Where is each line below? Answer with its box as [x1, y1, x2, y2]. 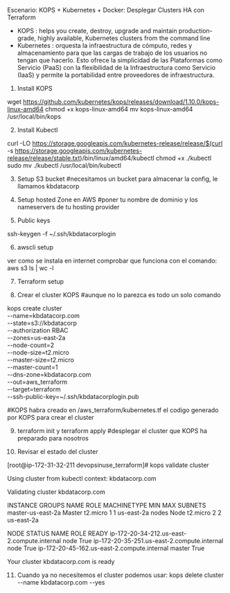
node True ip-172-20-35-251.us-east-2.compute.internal [62, 537, 224, 545]
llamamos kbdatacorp [17, 182, 80, 190]
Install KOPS [17, 85, 53, 92]
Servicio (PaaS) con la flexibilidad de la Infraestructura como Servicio [17, 64, 216, 71]
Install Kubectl [17, 126, 58, 134]
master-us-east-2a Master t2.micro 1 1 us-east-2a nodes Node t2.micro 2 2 [7, 508, 222, 517]
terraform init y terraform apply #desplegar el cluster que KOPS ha [17, 427, 208, 435]
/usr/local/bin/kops [7, 112, 61, 121]
